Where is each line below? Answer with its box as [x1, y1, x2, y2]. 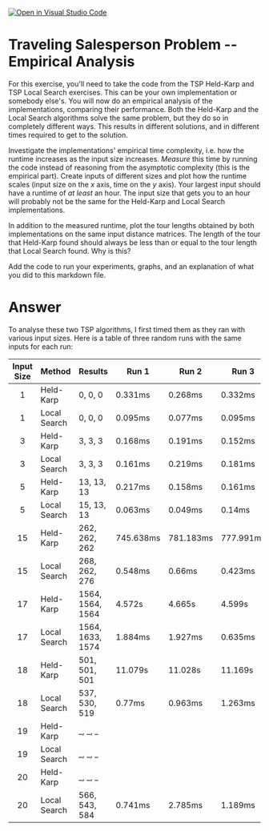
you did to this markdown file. [8, 270, 106, 279]
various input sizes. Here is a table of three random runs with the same [8, 333, 242, 343]
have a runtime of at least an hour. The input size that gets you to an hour [8, 188, 251, 198]
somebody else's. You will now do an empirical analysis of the [8, 96, 213, 106]
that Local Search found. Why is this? [8, 246, 131, 255]
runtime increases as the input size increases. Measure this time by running [8, 154, 258, 163]
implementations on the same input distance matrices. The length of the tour [8, 229, 261, 239]
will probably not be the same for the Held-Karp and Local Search [8, 196, 226, 206]
